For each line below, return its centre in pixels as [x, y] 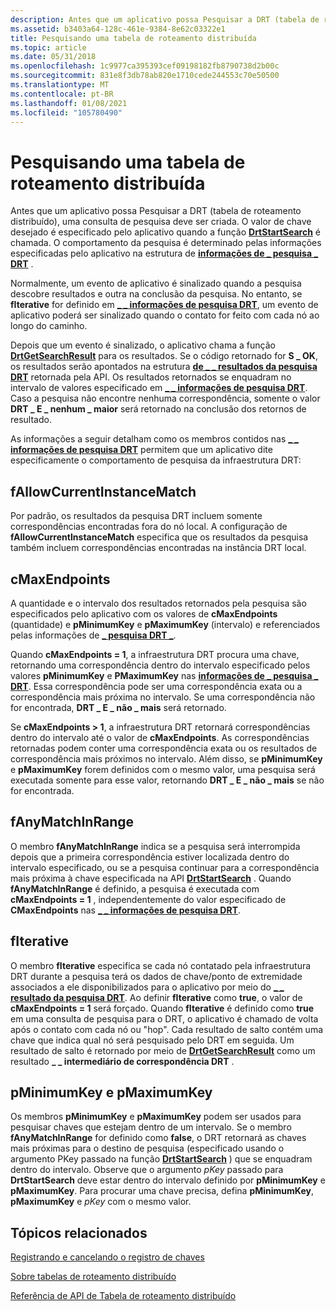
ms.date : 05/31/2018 [53, 57]
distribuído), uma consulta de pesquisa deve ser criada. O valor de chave [161, 222]
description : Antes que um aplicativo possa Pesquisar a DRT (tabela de [165, 19]
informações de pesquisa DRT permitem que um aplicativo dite [141, 450]
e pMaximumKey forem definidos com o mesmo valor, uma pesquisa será [163, 769]
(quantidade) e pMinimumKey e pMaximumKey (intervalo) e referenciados [165, 624]
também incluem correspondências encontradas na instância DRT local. [158, 548]
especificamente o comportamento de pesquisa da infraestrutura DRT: [156, 460]
